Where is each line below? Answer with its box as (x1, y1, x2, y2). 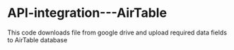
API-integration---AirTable (7, 5, 168, 21)
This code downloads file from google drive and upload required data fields (7, 28, 228, 37)
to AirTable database (7, 35, 68, 44)
